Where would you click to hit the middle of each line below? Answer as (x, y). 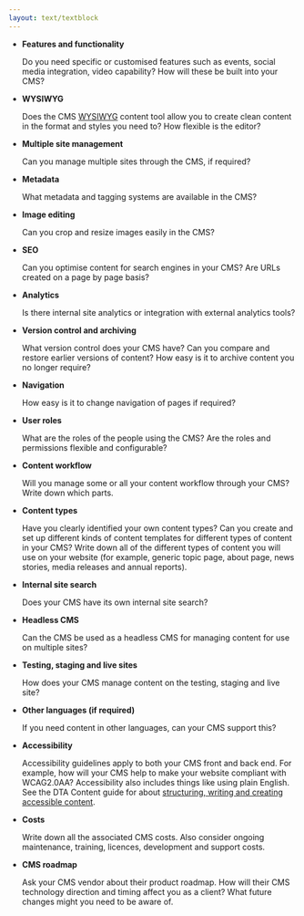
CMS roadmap (50, 864)
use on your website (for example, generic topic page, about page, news (158, 557)
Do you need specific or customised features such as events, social (148, 61)
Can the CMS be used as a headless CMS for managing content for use (156, 637)
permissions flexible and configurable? (94, 447)
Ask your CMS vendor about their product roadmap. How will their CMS (156, 882)
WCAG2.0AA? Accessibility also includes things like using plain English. (156, 782)
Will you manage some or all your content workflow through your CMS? (156, 483)
